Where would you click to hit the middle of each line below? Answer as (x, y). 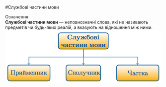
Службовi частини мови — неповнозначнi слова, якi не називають (77, 22)
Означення (17, 17)
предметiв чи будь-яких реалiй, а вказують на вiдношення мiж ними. (79, 27)
